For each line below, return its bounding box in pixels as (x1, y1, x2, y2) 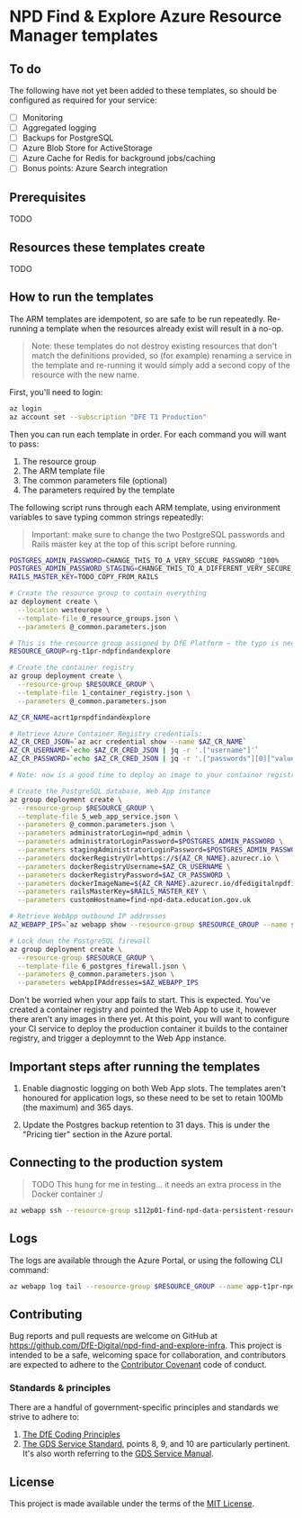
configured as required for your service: (9, 95, 157, 105)
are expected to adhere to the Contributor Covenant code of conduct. (9, 1360, 267, 1370)
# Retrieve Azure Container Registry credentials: (9, 729, 203, 738)
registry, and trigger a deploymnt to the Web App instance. (9, 1033, 227, 1044)
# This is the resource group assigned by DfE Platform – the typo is (9, 638, 280, 647)
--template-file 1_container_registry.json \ (17, 688, 191, 697)
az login (9, 403, 42, 413)
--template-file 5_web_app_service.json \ (17, 812, 179, 821)
